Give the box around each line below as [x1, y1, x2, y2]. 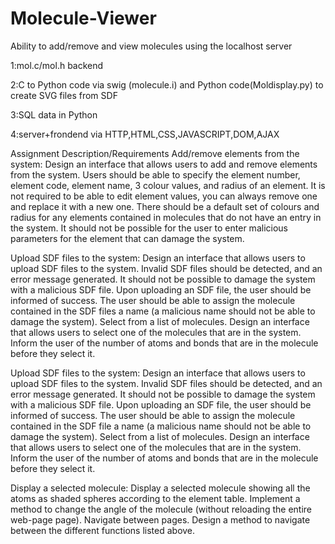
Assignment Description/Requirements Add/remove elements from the [10, 147, 300, 159]
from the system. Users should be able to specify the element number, [10, 168, 301, 181]
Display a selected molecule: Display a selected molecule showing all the [10, 482, 311, 494]
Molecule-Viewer [10, 7, 157, 30]
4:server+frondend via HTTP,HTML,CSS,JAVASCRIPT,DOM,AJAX [10, 128, 280, 140]
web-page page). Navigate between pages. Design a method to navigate [10, 513, 311, 526]
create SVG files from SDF [10, 89, 118, 101]
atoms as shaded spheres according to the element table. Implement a [10, 492, 301, 504]
